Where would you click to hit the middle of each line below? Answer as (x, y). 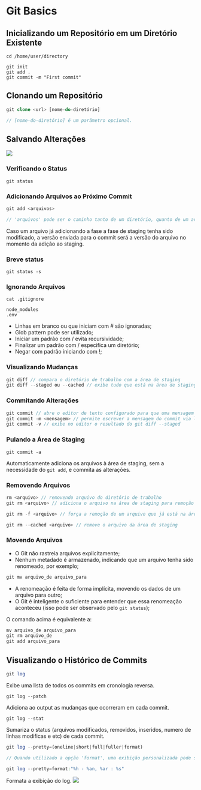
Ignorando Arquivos (36, 286)
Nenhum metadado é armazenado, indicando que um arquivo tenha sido (104, 559)
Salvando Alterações (46, 139)
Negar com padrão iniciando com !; (58, 352)
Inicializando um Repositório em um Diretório (92, 33)
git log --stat (25, 719)
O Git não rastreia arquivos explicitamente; (67, 553)
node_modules (22, 310)
